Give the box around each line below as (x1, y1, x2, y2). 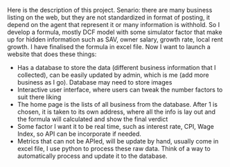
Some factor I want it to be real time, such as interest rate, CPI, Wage (17, 123, 215, 130)
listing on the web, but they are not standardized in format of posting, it (7, 13, 210, 21)
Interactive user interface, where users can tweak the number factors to (17, 86, 223, 94)
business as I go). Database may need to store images (17, 78, 172, 86)
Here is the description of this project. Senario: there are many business (7, 6, 213, 14)
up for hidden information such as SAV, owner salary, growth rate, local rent (7, 35, 223, 44)
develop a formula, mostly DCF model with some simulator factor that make (7, 28, 223, 36)
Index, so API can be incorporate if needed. (17, 130, 142, 138)
